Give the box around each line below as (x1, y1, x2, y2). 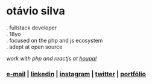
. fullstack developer (6, 24, 57, 31)
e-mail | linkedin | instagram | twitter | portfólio (6, 70, 147, 78)
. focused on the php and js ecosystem (6, 37, 103, 44)
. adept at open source (6, 43, 63, 50)
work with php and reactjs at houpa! (6, 55, 97, 62)
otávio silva (6, 4, 65, 18)
